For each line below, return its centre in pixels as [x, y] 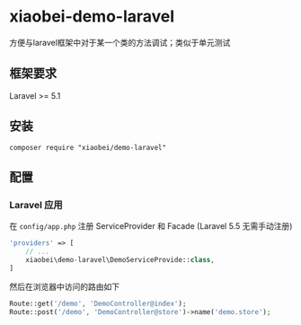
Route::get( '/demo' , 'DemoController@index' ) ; [98, 303]
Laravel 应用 [36, 205]
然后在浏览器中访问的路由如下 [64, 286]
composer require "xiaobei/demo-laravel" [88, 147]
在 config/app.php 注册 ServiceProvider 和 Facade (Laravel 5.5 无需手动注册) [151, 226]
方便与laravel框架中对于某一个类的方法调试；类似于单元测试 [120, 42]
